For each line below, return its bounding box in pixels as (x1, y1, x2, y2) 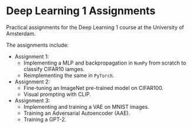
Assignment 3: (14, 96, 50, 104)
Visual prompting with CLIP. (23, 91, 92, 98)
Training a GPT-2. (23, 115, 67, 122)
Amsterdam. (6, 30, 36, 37)
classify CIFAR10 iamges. (23, 65, 84, 72)
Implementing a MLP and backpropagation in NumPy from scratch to (23, 59, 187, 66)
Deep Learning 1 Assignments (6, 4, 156, 18)
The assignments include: (6, 41, 69, 49)
